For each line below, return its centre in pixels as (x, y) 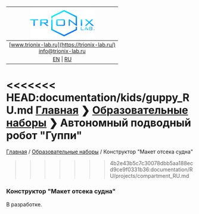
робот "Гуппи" (44, 135)
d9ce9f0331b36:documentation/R (151, 169)
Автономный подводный (126, 123)
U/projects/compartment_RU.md (150, 176)
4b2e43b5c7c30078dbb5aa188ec (152, 163)
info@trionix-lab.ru (62, 51)
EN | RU (62, 59)
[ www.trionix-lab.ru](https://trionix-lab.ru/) (62, 45)
